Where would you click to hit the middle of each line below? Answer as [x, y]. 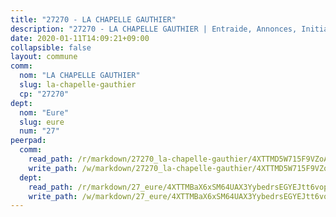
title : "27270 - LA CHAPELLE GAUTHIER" [93, 19]
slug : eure [42, 122]
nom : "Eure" [44, 112]
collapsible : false [51, 47]
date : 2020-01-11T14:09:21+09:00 [80, 38]
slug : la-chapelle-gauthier [78, 85]
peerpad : [28, 141]
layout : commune [44, 57]
